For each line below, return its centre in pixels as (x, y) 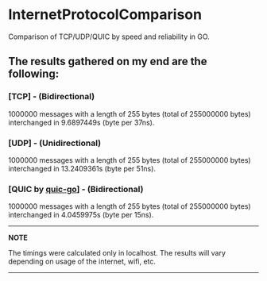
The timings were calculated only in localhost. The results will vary (117, 253)
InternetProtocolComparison (105, 15)
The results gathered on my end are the (108, 62)
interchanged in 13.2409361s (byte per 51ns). (82, 168)
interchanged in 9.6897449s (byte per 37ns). (81, 122)
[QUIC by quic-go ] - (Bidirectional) (76, 189)
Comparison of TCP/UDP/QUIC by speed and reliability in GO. (109, 37)
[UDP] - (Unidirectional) (55, 143)
